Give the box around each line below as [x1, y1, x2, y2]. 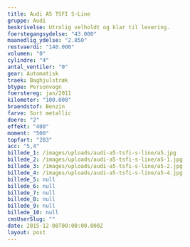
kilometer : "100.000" [7, 97, 72, 104]
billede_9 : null [7, 202, 56, 210]
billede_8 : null [7, 196, 56, 203]
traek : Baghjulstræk [7, 76, 69, 84]
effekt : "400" [7, 122, 50, 130]
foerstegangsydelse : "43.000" [7, 30, 97, 38]
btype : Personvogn [7, 83, 62, 90]
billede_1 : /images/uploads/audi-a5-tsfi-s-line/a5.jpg [7, 149, 176, 157]
